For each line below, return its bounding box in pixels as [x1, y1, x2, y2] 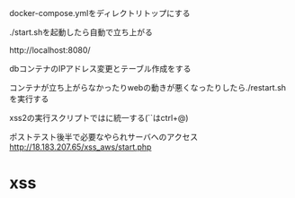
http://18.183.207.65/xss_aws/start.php [9, 142, 152, 152]
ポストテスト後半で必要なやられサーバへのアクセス [9, 132, 199, 142]
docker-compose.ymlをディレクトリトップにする [9, 8, 191, 18]
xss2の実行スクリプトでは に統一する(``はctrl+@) [9, 113, 189, 123]
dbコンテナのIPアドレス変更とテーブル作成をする [9, 64, 192, 73]
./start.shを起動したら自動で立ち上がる [9, 27, 153, 38]
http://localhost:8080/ [9, 45, 92, 56]
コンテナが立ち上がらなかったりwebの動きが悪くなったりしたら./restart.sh [9, 82, 286, 92]
